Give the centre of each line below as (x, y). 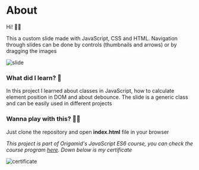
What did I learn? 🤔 (34, 78)
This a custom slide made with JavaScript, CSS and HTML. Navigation (92, 38)
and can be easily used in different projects (59, 103)
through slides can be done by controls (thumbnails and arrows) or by (91, 45)
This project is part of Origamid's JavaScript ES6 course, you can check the (99, 143)
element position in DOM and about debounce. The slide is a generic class (97, 97)
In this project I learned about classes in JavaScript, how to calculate (90, 91)
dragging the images (31, 51)
